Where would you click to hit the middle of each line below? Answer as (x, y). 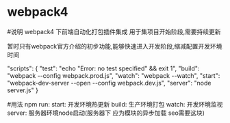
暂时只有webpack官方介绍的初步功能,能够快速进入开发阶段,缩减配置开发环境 (115, 46)
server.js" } (23, 90)
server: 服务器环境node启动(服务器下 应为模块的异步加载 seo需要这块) (106, 113)
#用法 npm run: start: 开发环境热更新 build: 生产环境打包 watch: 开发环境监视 (115, 104)
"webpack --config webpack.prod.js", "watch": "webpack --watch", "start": (114, 75)
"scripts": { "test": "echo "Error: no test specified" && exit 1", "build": (103, 68)
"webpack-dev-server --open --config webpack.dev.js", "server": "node (109, 83)
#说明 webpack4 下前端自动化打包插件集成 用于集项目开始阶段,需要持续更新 (114, 31)
